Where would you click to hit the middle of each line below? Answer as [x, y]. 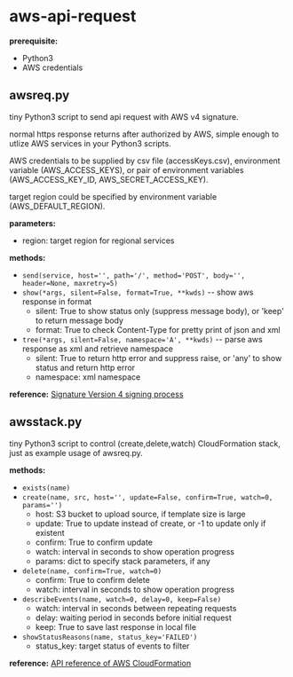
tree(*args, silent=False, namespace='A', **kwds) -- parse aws [143, 339]
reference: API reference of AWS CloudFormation [100, 663]
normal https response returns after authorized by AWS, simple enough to [144, 134]
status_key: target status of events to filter [112, 646]
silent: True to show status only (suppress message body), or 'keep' [159, 311]
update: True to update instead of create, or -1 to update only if [150, 523]
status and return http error [85, 367]
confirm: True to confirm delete [93, 579]
